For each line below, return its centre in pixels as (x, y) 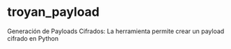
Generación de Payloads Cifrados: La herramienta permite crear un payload (116, 31)
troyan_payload (53, 12)
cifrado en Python (33, 38)
